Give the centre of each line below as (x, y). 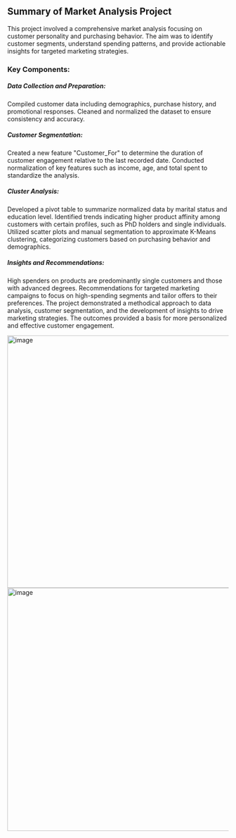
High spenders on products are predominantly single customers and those (115, 281)
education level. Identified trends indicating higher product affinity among (114, 216)
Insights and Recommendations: (56, 263)
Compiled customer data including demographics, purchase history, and (112, 104)
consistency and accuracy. (46, 118)
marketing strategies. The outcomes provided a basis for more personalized (117, 318)
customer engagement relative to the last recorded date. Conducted (106, 160)
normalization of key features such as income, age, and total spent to (107, 168)
